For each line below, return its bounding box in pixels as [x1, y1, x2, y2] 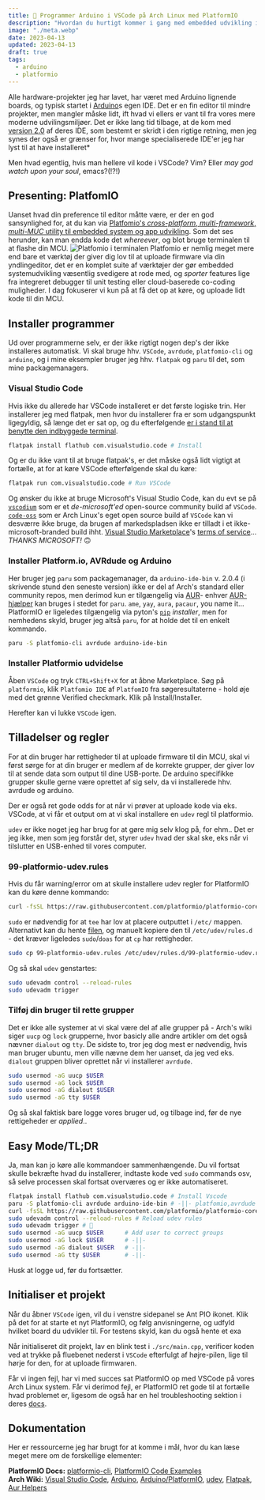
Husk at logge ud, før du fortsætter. [8, 1265, 124, 1275]
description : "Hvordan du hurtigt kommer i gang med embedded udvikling [8, 19, 252, 27]
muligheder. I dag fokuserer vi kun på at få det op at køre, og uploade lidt [8, 285, 246, 295]
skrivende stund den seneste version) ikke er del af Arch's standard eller [8, 582, 244, 591]
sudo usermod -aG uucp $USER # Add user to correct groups [8, 1229, 224, 1237]
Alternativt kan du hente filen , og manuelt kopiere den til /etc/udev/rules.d [8, 925, 253, 935]
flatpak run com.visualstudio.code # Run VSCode [8, 479, 171, 487]
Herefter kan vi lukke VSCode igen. [8, 708, 117, 717]
